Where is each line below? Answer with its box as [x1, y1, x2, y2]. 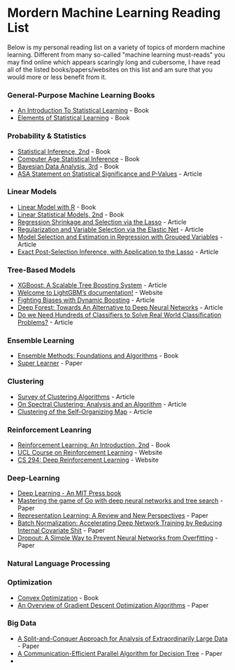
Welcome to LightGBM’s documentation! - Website [17, 289, 163, 297]
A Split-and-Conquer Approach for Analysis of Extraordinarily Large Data [17, 634, 228, 643]
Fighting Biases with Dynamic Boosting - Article [17, 296, 155, 304]
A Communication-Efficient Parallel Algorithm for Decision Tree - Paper [17, 649, 222, 657]
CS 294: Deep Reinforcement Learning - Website [17, 456, 159, 464]
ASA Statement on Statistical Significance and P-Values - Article [17, 170, 203, 178]
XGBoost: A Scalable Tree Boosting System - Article [17, 281, 167, 289]
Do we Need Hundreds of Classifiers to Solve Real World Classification [17, 310, 222, 320]
